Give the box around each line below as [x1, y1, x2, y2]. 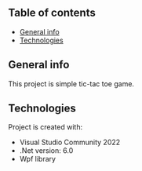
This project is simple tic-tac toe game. [8, 78, 135, 89]
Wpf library [19, 155, 56, 164]
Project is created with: [8, 122, 83, 132]
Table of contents [8, 6, 96, 20]
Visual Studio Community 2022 [19, 137, 121, 147]
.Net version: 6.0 [19, 146, 74, 155]
